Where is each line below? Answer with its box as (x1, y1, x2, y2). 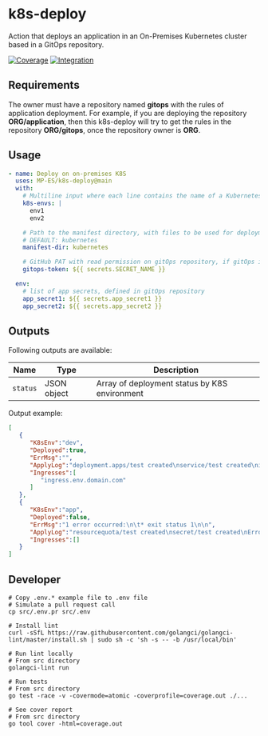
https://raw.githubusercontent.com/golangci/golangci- (47, 629, 234, 637)
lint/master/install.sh (8, 635, 88, 644)
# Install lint (8, 622, 59, 630)
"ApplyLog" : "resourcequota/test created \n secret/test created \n (29, 528, 248, 536)
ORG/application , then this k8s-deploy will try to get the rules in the (8, 117, 232, 126)
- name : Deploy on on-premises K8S (8, 170, 127, 178)
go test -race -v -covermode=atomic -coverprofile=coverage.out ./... (8, 691, 248, 700)
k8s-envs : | (22, 199, 62, 208)
